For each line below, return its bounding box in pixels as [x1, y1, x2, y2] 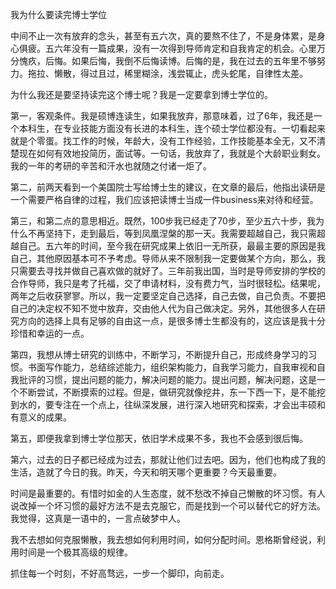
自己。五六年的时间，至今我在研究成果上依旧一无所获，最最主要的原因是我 [18, 240, 326, 252]
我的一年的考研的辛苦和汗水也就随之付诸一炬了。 [10, 160, 212, 172]
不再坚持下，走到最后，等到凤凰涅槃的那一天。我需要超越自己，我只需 [27, 228, 317, 239]
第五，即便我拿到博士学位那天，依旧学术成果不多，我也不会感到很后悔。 [10, 433, 308, 444]
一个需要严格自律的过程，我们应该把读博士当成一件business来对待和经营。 [10, 194, 319, 205]
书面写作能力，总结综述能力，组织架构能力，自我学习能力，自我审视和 [27, 361, 317, 373]
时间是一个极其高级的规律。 [18, 546, 133, 558]
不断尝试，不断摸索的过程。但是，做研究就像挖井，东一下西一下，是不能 [18, 386, 317, 398]
